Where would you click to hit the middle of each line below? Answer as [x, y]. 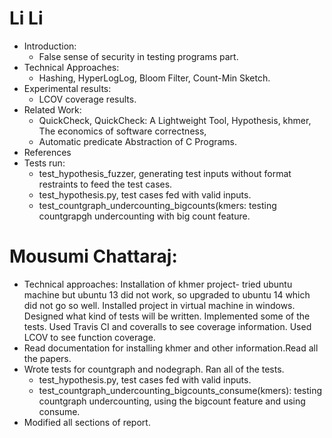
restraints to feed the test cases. [105, 184]
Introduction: [50, 46]
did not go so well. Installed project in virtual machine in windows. [159, 305]
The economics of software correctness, [122, 131]
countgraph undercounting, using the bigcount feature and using [172, 401]
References [47, 152]
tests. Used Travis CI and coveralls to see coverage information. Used [167, 326]
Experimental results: [67, 88]
